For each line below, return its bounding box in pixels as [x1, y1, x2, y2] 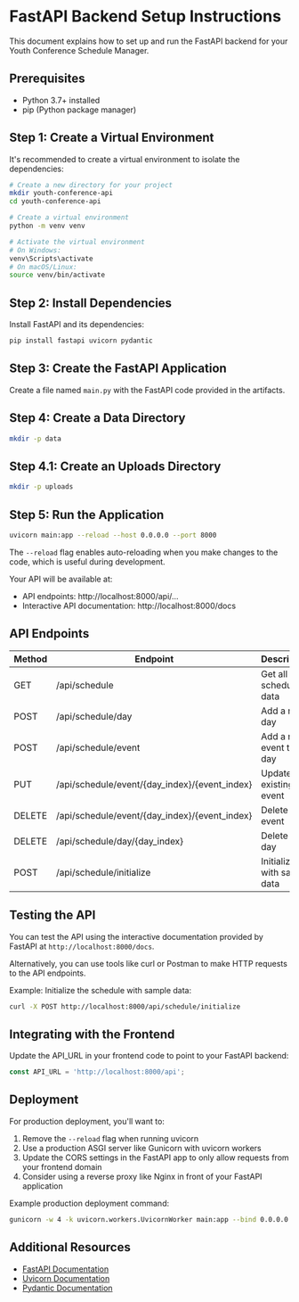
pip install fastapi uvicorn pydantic [9, 336, 153, 345]
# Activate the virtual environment [9, 237, 145, 246]
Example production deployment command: [9, 1198, 170, 1208]
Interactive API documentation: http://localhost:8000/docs [21, 600, 237, 611]
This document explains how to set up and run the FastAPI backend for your [9, 36, 288, 46]
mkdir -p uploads [9, 482, 74, 491]
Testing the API [9, 908, 96, 923]
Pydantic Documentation [21, 1282, 113, 1293]
